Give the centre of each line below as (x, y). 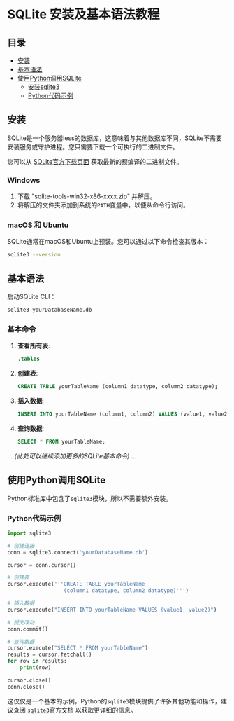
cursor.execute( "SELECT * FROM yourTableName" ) (78, 648)
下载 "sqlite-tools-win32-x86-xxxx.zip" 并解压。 (87, 196)
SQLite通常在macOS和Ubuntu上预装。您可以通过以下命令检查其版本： (108, 242)
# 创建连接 (21, 546)
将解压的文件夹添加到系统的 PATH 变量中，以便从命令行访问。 (103, 205)
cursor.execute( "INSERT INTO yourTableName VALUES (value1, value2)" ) (112, 610)
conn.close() (26, 687)
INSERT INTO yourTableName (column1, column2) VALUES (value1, (111, 414)
